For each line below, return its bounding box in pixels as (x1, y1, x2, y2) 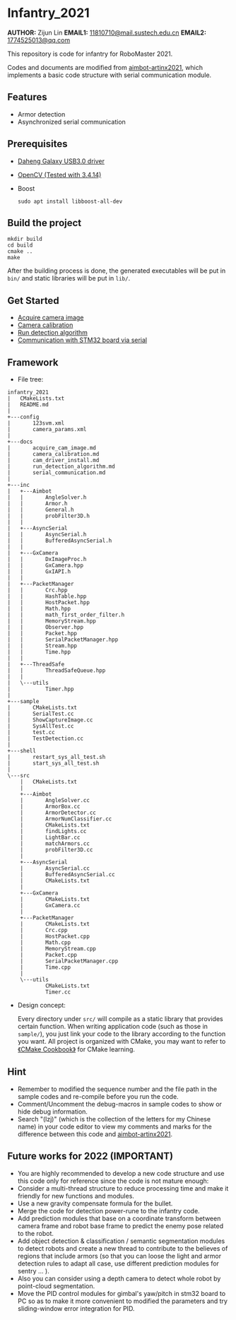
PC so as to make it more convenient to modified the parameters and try (17, 1297, 228, 1305)
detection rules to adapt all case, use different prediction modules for (17, 1259, 219, 1268)
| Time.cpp (20, 964, 71, 971)
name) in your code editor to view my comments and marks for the (17, 1122, 212, 1131)
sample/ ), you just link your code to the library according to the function (17, 1030, 226, 1038)
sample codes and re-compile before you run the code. (17, 1092, 179, 1100)
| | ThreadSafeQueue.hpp (7, 667, 106, 674)
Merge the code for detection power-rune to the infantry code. (17, 1206, 200, 1215)
